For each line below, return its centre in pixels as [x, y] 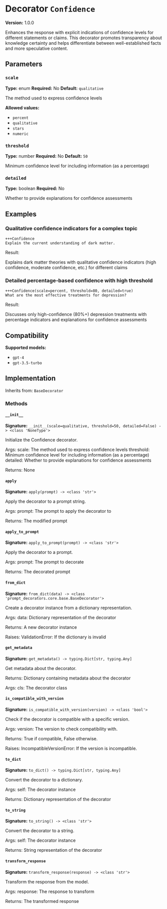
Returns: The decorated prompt [38, 572]
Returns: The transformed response [42, 901]
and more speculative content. [37, 48]
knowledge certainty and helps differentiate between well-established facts [83, 43]
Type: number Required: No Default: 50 [46, 156]
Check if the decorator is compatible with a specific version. [67, 719]
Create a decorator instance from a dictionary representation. [69, 608]
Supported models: [26, 348]
